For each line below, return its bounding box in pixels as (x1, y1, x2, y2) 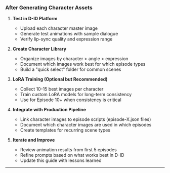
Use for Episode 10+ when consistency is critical (20, 97, 121, 103)
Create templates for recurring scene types (20, 127, 110, 133)
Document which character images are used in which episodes (20, 122, 152, 128)
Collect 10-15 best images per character (20, 86, 104, 92)
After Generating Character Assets (5, 4, 93, 11)
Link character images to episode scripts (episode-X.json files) (20, 116, 151, 122)
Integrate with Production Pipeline (12, 107, 86, 113)
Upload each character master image (20, 25, 98, 31)
